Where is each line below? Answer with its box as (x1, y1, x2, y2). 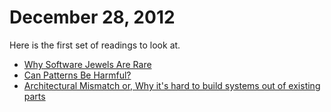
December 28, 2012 (9, 6, 176, 29)
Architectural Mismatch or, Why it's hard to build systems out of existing (23, 79, 321, 91)
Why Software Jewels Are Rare (23, 58, 152, 70)
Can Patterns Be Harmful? (23, 69, 132, 81)
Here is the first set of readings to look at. (9, 39, 181, 51)
